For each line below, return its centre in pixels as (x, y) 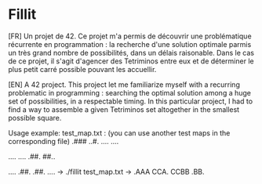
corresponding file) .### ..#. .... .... (64, 141)
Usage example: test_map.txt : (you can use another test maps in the (119, 133)
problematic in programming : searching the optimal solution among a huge (130, 92)
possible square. (35, 117)
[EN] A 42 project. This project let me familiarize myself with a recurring (124, 85)
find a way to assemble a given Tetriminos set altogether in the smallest (124, 109)
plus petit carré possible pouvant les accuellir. (82, 69)
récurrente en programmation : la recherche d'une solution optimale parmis (130, 44)
